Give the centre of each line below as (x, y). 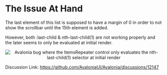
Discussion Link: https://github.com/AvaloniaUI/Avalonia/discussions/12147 (82, 67)
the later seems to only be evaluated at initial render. (59, 42)
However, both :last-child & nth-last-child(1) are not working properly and (80, 37)
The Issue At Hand (44, 9)
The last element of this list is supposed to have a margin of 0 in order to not (83, 22)
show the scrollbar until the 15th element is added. (57, 27)
